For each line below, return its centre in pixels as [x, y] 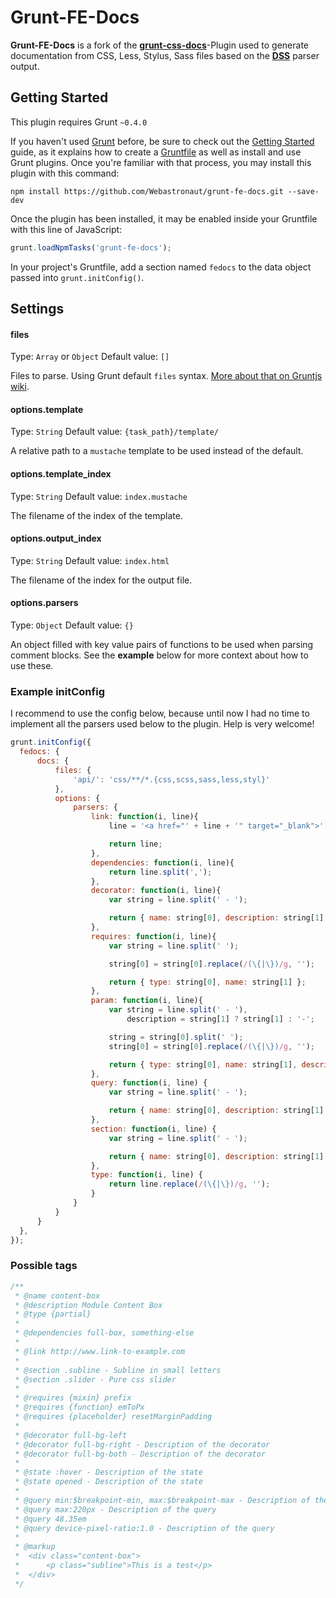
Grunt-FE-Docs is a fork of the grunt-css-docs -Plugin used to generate [160, 45]
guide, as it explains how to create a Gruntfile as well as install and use [156, 152]
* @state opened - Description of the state [108, 1482]
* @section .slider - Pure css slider [95, 1379]
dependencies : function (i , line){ [162, 862]
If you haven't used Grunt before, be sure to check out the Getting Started [162, 141]
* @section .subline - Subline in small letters [118, 1370]
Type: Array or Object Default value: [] [90, 357]
